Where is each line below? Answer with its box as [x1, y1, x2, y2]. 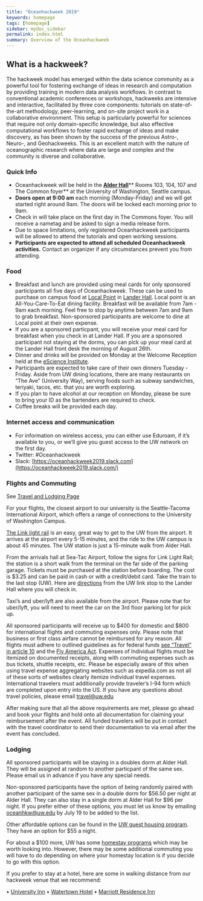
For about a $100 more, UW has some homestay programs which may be [6, 839, 188, 847]
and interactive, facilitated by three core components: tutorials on [6, 101, 169, 108]
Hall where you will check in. [6, 586, 77, 593]
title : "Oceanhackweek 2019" [6, 8, 80, 15]
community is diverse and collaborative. [6, 152, 106, 160]
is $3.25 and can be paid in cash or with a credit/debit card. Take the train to [6, 573, 197, 580]
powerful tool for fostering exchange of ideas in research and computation [6, 82, 192, 89]
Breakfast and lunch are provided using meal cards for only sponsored [14, 281, 191, 288]
